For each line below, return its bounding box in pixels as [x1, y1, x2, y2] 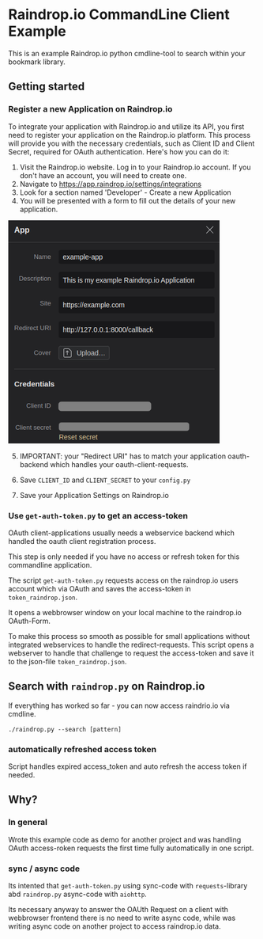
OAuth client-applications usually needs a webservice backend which [8, 528, 235, 538]
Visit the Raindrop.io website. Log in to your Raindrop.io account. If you [19, 162, 251, 172]
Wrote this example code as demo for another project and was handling [8, 834, 242, 844]
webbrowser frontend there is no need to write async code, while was [8, 913, 236, 923]
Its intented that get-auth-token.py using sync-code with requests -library [8, 881, 248, 891]
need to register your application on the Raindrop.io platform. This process [8, 130, 251, 139]
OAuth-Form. [8, 616, 51, 625]
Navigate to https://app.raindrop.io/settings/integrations [19, 179, 202, 188]
